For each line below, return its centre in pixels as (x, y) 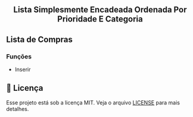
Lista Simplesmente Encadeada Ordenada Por (100, 10)
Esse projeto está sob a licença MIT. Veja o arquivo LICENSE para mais (93, 102)
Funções (19, 56)
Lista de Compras (40, 39)
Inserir (23, 70)
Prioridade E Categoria (100, 19)
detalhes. (18, 109)
